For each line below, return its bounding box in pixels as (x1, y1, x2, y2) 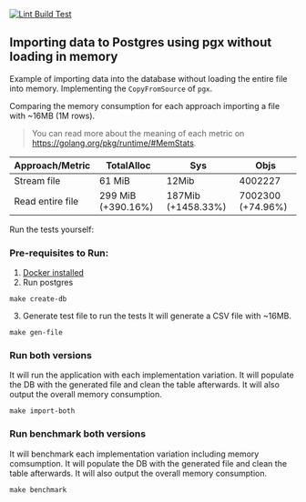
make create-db (9, 295, 67, 304)
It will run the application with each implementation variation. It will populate (9, 369, 294, 381)
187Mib (166, 189, 200, 202)
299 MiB (98, 189, 137, 202)
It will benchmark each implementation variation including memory (9, 448, 260, 459)
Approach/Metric (14, 159, 91, 172)
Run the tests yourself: (9, 224, 94, 235)
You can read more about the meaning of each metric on (31, 127, 245, 138)
